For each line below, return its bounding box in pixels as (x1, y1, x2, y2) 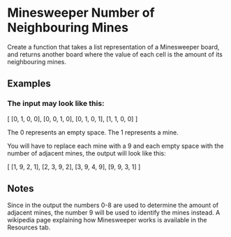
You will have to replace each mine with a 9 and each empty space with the (7, 142, 224, 150)
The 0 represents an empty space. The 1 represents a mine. (7, 128, 179, 137)
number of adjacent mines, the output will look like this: (7, 148, 166, 158)
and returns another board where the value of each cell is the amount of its (7, 50, 223, 59)
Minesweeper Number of (7, 5, 155, 21)
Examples (7, 78, 51, 90)
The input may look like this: (7, 99, 105, 109)
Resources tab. (7, 223, 51, 231)
